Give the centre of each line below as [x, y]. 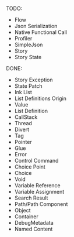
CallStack [26, 117]
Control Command [36, 161]
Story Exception [34, 80]
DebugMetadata [34, 223]
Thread [23, 123]
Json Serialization [36, 26]
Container [27, 217]
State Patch [28, 86]
